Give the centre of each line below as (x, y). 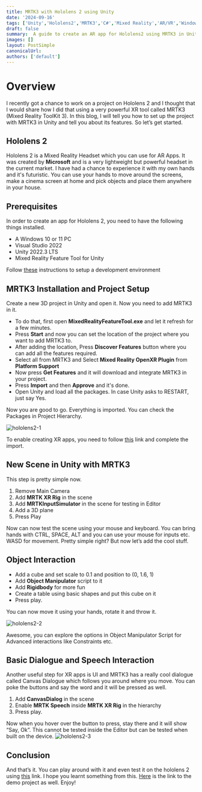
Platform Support (37, 366)
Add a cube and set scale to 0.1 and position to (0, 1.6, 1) (84, 574)
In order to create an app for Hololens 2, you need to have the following (95, 221)
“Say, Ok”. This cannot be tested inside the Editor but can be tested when (97, 730)
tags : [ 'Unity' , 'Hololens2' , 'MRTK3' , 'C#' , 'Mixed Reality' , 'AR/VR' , (93, 23)
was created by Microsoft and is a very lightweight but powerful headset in (99, 162)
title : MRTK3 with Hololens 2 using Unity (60, 12)
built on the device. (30, 736)
